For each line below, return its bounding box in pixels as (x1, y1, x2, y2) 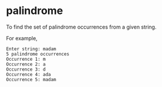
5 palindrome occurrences (6, 51, 69, 57)
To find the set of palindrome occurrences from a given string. (6, 23, 157, 30)
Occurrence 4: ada (6, 71, 51, 77)
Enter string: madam (6, 46, 57, 52)
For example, (6, 34, 38, 41)
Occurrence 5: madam (6, 76, 57, 82)
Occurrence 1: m (6, 56, 46, 62)
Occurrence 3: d (6, 66, 46, 72)
